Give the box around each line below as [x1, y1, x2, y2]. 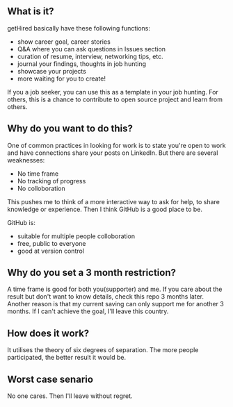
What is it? [7, 6, 54, 17]
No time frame [17, 169, 59, 178]
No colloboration [17, 184, 65, 192]
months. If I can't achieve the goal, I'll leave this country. [7, 307, 169, 315]
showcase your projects [17, 67, 87, 75]
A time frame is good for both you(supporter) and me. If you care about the [7, 285, 223, 294]
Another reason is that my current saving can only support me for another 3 [7, 300, 224, 308]
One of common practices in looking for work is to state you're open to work [7, 141, 226, 149]
